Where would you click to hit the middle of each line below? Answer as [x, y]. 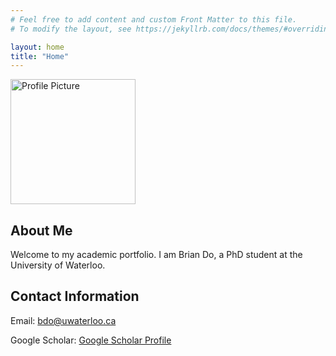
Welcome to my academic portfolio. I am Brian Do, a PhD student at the [156, 255]
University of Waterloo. [58, 265]
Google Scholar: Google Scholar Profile [91, 340]
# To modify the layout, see [71, 29]
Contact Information [75, 296]
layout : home [37, 47]
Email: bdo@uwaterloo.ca [63, 320]
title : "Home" [40, 56]
